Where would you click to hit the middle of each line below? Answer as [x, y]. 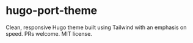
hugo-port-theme [52, 11]
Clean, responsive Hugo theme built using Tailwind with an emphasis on [96, 27]
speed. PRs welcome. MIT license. [49, 33]
